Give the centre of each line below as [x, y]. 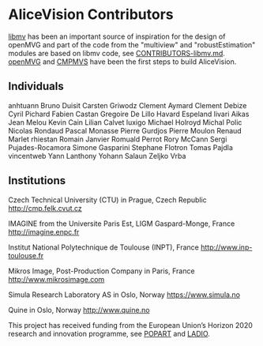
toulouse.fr [26, 255]
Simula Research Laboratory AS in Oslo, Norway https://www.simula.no [124, 295]
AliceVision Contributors [91, 15]
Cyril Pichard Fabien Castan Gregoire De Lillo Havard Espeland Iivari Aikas [129, 114]
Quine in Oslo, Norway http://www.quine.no [79, 310]
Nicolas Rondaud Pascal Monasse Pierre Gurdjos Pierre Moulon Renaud [125, 130]
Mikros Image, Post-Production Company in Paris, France [101, 271]
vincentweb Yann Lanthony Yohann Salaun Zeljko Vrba [97, 156]
